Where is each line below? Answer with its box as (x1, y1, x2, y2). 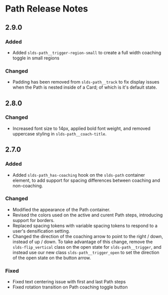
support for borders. (12, 217, 55, 223)
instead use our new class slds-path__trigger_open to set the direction (12, 249, 159, 255)
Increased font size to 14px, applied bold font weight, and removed (12, 125, 150, 131)
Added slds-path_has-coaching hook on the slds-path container (12, 172, 145, 178)
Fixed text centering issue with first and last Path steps (12, 279, 126, 285)
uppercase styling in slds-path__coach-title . (12, 130, 107, 136)
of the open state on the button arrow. (12, 255, 91, 261)
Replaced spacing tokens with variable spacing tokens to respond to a (12, 223, 158, 229)
